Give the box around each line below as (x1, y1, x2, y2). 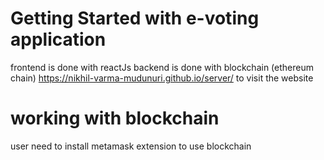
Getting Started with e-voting (10, 7, 260, 30)
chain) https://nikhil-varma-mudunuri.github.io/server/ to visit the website (10, 72, 314, 84)
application (10, 28, 107, 51)
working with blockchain (10, 107, 220, 130)
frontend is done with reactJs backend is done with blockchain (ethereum (10, 61, 314, 73)
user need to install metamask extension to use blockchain (10, 140, 252, 152)
